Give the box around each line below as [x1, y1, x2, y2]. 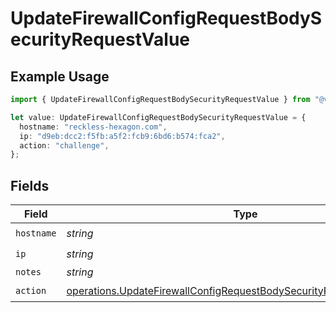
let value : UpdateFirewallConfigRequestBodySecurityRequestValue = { [10, 112, 307, 122]
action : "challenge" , [19, 140, 110, 151]
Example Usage [10, 68, 110, 85]
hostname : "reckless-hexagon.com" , [19, 122, 168, 132]
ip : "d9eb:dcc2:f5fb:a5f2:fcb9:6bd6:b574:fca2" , [19, 131, 226, 141]
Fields [10, 177, 50, 194]
